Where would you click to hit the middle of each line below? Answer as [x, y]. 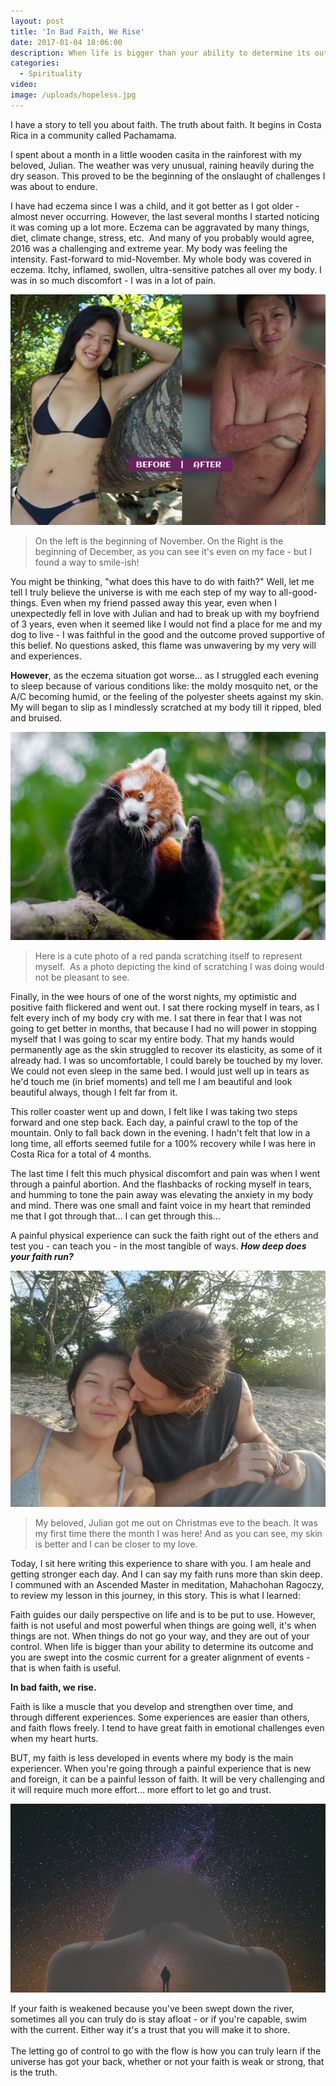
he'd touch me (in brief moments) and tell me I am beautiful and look [151, 1082]
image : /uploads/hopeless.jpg [73, 95]
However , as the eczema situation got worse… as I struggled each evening [164, 675]
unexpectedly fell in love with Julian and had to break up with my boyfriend [165, 613]
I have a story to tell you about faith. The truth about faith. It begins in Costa [166, 124]
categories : [35, 63]
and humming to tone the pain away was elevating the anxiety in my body [162, 1195]
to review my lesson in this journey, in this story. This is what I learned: [155, 1596]
